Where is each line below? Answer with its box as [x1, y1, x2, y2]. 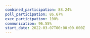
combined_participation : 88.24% [5, 7, 72, 12]
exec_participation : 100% [5, 16, 58, 21]
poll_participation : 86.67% [5, 12, 63, 17]
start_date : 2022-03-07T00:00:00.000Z [5, 26, 85, 31]
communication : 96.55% [5, 21, 52, 26]
